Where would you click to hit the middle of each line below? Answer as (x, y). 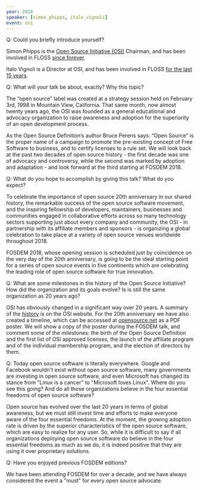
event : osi (20, 23)
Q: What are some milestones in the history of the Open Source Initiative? (96, 283)
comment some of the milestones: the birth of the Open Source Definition (96, 333)
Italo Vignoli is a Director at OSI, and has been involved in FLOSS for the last (99, 69)
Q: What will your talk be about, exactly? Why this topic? (75, 87)
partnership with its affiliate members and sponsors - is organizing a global (98, 229)
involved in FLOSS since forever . (46, 58)
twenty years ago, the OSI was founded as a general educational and (91, 112)
